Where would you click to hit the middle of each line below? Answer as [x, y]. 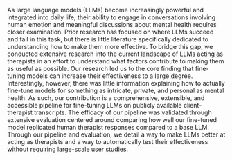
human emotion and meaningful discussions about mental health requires [112, 24]
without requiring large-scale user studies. [68, 149]
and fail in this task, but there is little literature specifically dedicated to [108, 39]
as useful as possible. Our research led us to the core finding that [100, 69]
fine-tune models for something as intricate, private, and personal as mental [116, 90]
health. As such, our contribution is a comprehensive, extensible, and [106, 98]
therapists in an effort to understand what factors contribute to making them [116, 61]
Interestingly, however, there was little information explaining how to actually [116, 83]
